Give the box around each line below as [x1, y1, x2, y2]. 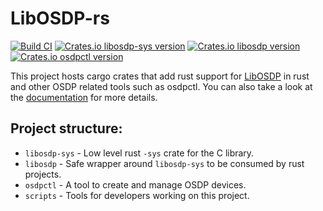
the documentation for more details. [10, 91, 158, 103]
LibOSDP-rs [10, 7, 110, 30]
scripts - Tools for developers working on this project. [24, 189, 250, 201]
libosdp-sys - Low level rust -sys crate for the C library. [24, 147, 255, 159]
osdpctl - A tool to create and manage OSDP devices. [24, 178, 247, 191]
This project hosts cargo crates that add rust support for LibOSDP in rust [10, 70, 310, 82]
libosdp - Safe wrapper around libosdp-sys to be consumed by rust [24, 157, 305, 169]
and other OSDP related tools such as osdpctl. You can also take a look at [10, 80, 313, 92]
